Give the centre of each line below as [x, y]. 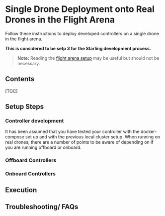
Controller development [35, 121]
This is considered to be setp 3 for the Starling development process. [78, 48]
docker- [149, 132]
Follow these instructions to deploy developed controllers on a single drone [82, 33]
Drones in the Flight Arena [60, 20]
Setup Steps [24, 107]
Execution [21, 190]
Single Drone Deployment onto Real [80, 9]
